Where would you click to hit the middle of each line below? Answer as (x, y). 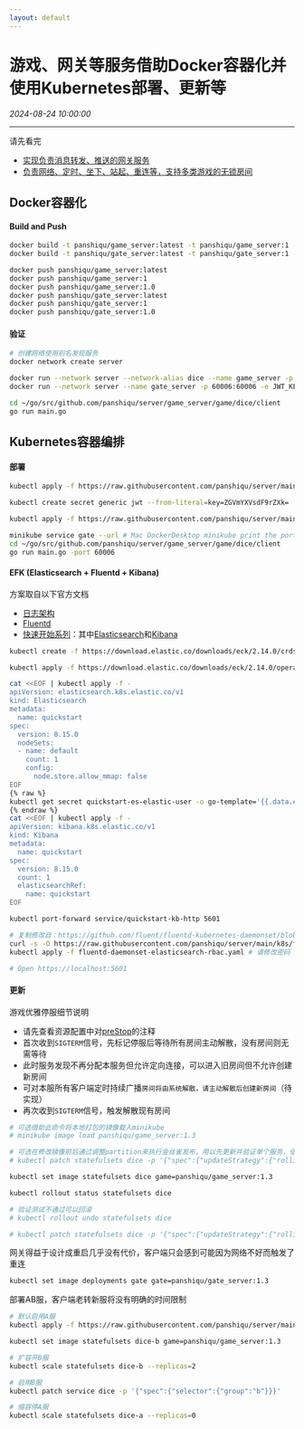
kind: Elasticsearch (48, 701)
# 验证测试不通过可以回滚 (51, 1209)
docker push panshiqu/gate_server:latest (89, 295)
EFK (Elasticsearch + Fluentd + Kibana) (85, 573)
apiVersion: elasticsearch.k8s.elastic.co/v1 (96, 692)
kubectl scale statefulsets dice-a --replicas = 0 (103, 1416)
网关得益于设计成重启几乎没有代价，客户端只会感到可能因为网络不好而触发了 (152, 1253)
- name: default (48, 751)
